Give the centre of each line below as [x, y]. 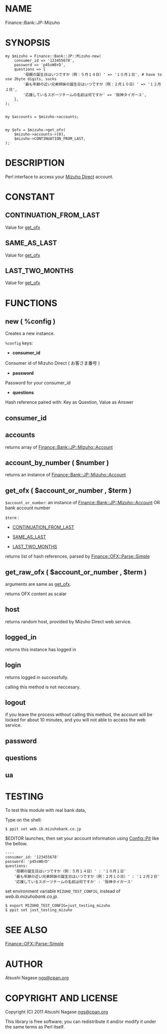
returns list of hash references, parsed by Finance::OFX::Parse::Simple [78, 556]
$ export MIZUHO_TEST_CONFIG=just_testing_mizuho [58, 906]
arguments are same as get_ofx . [38, 584]
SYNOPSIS [28, 43]
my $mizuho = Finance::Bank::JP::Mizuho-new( [53, 56]
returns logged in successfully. [37, 677]
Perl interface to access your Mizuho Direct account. [59, 177]
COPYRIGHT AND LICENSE [62, 998]
